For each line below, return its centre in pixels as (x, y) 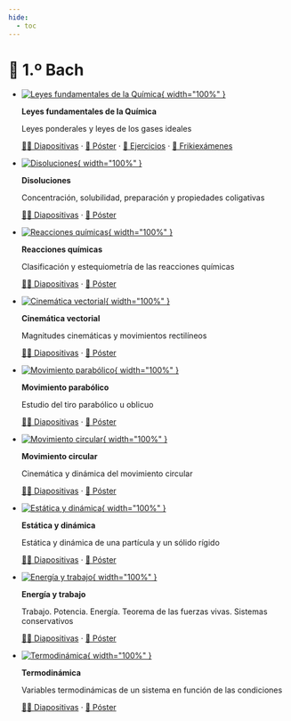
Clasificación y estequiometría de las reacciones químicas (128, 267)
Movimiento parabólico (65, 387)
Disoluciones (46, 181)
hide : (18, 17)
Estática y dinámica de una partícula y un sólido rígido (120, 543)
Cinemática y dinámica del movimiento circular (107, 474)
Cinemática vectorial (61, 319)
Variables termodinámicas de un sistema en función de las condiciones (152, 690)
